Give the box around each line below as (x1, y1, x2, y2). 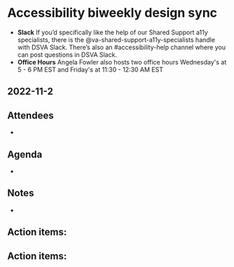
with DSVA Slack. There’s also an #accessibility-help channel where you (17, 43, 226, 51)
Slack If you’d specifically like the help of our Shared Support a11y (17, 28, 208, 36)
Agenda (7, 149, 43, 160)
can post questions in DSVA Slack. (17, 50, 118, 59)
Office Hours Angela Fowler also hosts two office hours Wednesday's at (17, 57, 227, 66)
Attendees (7, 109, 54, 121)
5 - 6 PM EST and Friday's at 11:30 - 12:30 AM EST (17, 65, 163, 74)
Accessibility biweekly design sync (7, 5, 218, 21)
